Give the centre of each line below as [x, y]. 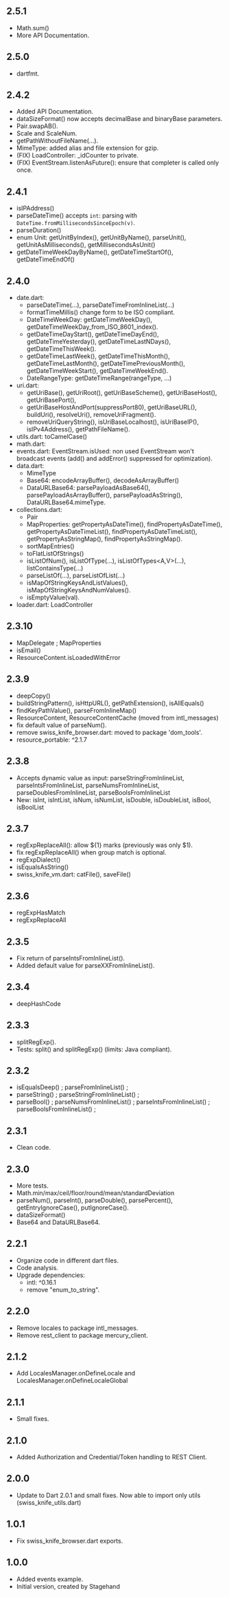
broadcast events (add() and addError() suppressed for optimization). [114, 459]
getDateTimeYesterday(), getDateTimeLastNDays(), [99, 342]
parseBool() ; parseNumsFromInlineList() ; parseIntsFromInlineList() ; [113, 1102]
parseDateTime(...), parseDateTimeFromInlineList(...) [100, 305]
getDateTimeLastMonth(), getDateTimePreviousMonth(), [106, 363]
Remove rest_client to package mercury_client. [82, 1335]
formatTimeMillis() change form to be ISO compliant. [101, 312]
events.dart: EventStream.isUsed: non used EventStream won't [105, 451]
